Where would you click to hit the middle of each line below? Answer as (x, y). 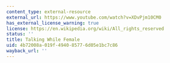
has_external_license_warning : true (53, 23)
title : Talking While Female (43, 40)
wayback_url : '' (27, 51)
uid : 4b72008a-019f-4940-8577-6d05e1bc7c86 (62, 46)
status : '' (20, 34)
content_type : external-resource (49, 12)
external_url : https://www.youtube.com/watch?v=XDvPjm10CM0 (84, 17)
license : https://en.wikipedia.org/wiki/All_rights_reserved (85, 28)
